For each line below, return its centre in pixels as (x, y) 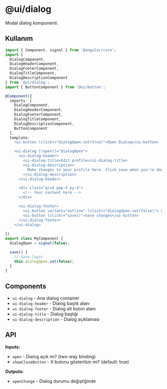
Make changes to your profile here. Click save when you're (91, 170)
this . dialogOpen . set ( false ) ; (44, 261)
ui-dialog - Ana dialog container (46, 298)
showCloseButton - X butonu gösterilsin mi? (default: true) (71, 362)
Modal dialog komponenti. (32, 23)
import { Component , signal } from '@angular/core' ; (61, 50)
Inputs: (13, 347)
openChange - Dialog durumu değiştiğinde (54, 381)
